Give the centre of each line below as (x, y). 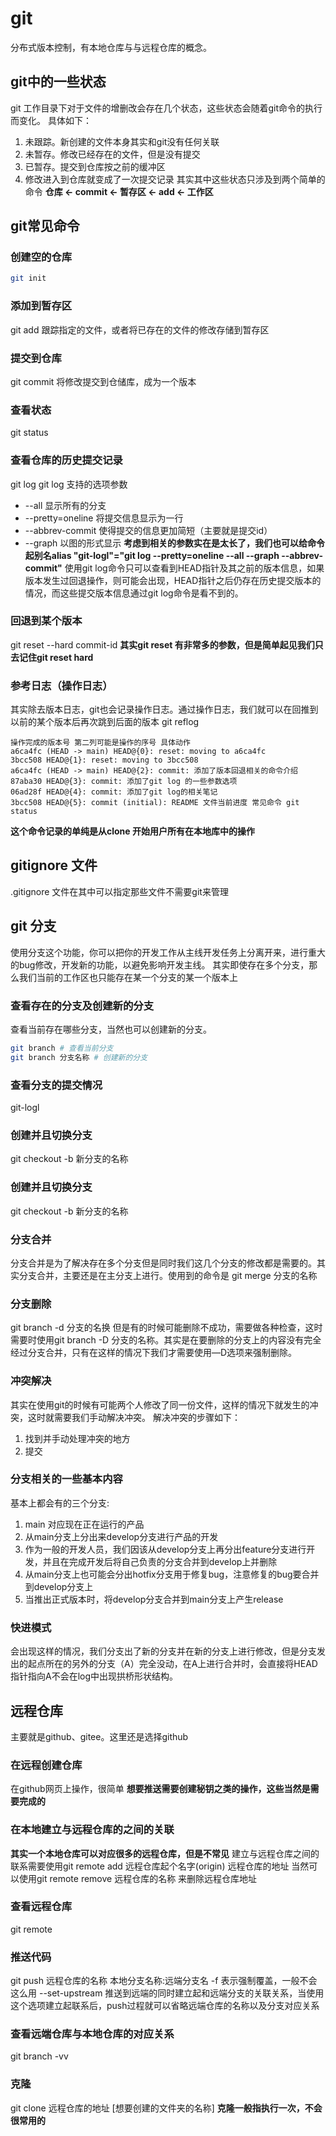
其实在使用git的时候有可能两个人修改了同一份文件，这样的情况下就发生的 (160, 1404)
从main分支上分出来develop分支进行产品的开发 (121, 1536)
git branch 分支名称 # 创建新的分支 (79, 1057)
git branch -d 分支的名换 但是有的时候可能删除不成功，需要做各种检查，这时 (166, 1328)
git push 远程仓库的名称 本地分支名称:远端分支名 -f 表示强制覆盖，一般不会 (164, 1981)
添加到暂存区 (41, 306)
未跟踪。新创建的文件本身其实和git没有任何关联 (122, 141)
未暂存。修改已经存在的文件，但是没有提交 (112, 154)
